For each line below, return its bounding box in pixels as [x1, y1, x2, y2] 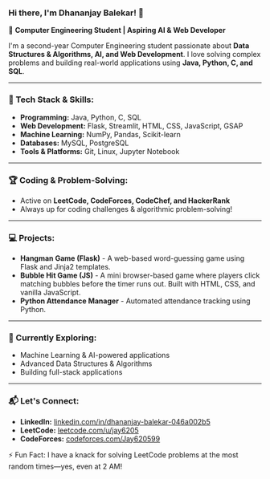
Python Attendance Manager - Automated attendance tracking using [19, 296, 251, 306]
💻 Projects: [8, 232, 55, 243]
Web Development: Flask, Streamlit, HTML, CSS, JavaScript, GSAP [19, 120, 243, 131]
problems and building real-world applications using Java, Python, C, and [8, 58, 253, 67]
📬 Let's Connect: [8, 396, 80, 407]
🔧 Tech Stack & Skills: [8, 94, 94, 105]
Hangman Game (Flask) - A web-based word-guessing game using [19, 254, 245, 263]
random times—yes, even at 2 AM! [8, 461, 123, 471]
